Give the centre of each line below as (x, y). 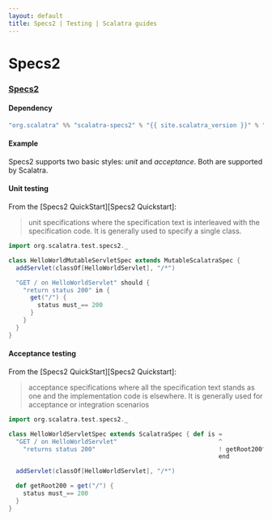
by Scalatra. (28, 170)
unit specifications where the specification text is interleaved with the (144, 223)
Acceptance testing (42, 354)
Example (23, 143)
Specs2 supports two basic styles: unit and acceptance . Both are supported (136, 161)
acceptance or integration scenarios (89, 404)
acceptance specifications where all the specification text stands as (141, 387)
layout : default (36, 16)
